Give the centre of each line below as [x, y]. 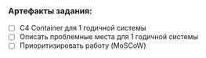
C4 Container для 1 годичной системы [83, 28]
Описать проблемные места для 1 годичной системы [108, 37]
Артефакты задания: [50, 11]
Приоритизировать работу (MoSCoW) [83, 45]
